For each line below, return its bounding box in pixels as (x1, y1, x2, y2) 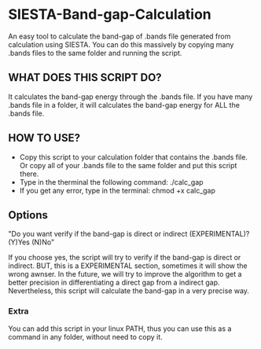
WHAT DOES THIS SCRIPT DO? (8, 71, 163, 84)
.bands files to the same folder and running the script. (8, 48, 182, 57)
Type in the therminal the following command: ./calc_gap (19, 177, 204, 186)
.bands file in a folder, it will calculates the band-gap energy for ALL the (8, 100, 240, 109)
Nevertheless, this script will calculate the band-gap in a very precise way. (8, 286, 250, 296)
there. (19, 169, 39, 178)
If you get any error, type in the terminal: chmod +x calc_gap (19, 186, 216, 195)
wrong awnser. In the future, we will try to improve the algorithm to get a (8, 270, 242, 279)
